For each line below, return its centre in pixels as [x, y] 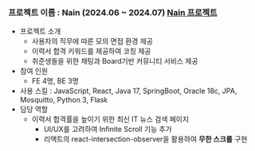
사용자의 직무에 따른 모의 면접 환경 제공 [92, 41]
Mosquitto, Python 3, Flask [64, 100]
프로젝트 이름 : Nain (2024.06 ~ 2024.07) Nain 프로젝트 [113, 12]
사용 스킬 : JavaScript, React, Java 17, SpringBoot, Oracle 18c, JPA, [128, 91]
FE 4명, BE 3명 [55, 81]
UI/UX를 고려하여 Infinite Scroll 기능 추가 [108, 130]
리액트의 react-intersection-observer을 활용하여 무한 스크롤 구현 [145, 139]
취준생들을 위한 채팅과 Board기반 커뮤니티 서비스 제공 [115, 61]
